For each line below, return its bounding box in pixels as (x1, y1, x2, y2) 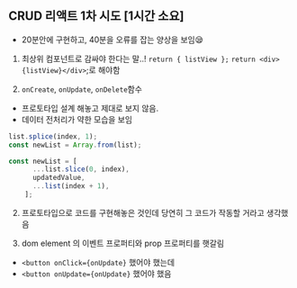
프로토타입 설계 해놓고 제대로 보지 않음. (21, 103, 159, 113)
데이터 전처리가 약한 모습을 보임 (21, 113, 132, 124)
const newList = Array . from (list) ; (8, 140, 142, 149)
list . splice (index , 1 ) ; (8, 131, 98, 141)
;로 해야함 (85, 64, 121, 75)
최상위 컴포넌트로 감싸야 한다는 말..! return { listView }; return (21, 53, 256, 64)
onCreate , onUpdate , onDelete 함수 (21, 84, 143, 94)
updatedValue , (31, 174, 86, 183)
